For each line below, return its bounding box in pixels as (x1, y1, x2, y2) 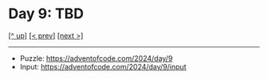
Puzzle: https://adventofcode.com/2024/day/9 (19, 53, 173, 63)
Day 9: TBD (8, 5, 85, 23)
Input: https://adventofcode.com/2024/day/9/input (19, 62, 187, 71)
